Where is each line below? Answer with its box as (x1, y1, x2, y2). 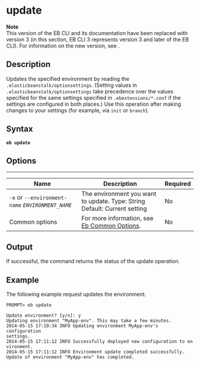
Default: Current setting (81, 204, 148, 213)
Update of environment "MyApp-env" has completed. (6, 354, 135, 360)
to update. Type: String (81, 197, 146, 206)
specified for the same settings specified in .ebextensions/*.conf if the (6, 94, 182, 101)
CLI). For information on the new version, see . (6, 42, 120, 49)
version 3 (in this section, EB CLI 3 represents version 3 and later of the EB (6, 36, 189, 43)
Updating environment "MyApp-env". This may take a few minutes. (6, 318, 171, 324)
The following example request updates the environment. (6, 291, 146, 298)
